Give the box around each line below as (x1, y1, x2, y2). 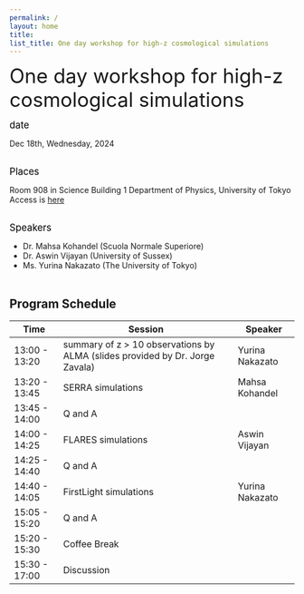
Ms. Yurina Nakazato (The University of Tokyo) (22, 260, 197, 271)
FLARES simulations (62, 433, 148, 446)
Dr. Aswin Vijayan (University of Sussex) (22, 250, 174, 261)
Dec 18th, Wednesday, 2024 (9, 138, 115, 150)
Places (9, 165, 40, 178)
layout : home (9, 22, 59, 31)
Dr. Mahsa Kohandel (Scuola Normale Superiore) (22, 241, 204, 252)
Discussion (62, 564, 110, 577)
